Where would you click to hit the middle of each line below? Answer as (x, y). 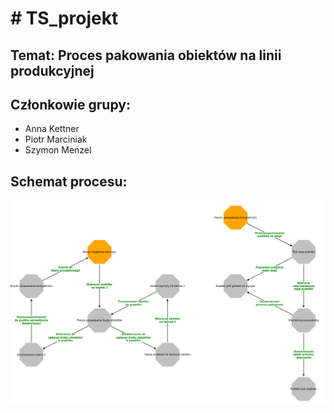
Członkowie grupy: (70, 104)
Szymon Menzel (58, 150)
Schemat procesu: (69, 181)
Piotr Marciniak (56, 139)
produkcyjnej (52, 70)
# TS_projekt (64, 18)
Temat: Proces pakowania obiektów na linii (146, 55)
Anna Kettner (52, 129)
